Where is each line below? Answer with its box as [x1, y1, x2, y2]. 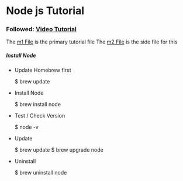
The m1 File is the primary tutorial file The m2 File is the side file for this [6, 38, 178, 45]
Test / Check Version [14, 112, 65, 119]
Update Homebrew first [14, 66, 71, 74]
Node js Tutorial [6, 4, 85, 18]
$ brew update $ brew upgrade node [14, 146, 103, 153]
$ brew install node [14, 101, 61, 108]
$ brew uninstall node [14, 169, 67, 176]
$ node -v [14, 123, 39, 130]
